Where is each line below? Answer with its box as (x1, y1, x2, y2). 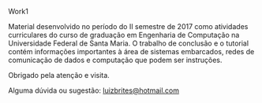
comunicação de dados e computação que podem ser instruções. (8, 55, 223, 64)
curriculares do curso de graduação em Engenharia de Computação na (8, 31, 240, 39)
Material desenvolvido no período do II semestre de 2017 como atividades (8, 22, 249, 31)
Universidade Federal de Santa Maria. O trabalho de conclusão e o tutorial (8, 39, 249, 48)
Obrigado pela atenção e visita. (8, 71, 110, 79)
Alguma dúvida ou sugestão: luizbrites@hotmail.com (8, 86, 180, 95)
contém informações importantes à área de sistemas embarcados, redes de (8, 47, 255, 56)
